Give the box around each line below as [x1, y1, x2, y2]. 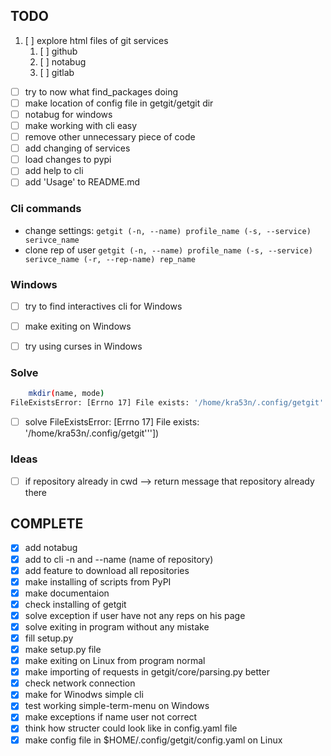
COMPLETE [10, 515, 84, 533]
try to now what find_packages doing [24, 85, 179, 98]
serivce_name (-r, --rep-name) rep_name [24, 254, 196, 264]
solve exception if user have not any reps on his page [24, 609, 246, 621]
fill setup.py [24, 632, 74, 644]
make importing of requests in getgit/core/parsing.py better [24, 666, 270, 678]
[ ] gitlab [39, 66, 75, 78]
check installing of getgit [24, 598, 127, 610]
